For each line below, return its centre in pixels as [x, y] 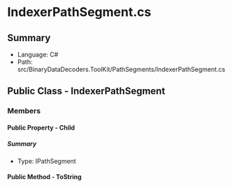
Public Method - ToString [44, 177]
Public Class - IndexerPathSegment [86, 91]
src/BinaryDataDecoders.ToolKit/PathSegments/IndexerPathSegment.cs [121, 69]
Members [24, 111]
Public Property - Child [41, 127]
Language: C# [38, 54]
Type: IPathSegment [46, 161]
